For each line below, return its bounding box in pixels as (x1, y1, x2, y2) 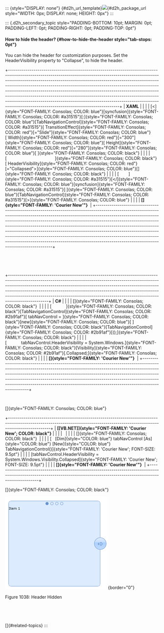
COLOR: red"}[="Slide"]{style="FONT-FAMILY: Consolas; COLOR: (5, 130, 138, 136)
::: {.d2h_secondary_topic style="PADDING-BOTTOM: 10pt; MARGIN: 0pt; (5, 20, 153, 25)
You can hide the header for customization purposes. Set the (5, 52, 128, 58)
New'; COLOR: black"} (5, 430, 52, 436)
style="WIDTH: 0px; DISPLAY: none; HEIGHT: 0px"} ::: (5, 10, 114, 16)
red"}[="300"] (107, 135, 136, 140)
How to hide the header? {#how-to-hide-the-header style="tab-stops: (5, 36, 152, 42)
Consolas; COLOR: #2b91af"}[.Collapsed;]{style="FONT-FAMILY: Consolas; (5, 350, 157, 356)
